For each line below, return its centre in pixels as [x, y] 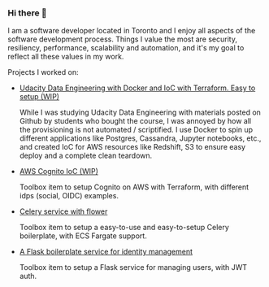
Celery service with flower [63, 211]
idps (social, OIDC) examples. [69, 196]
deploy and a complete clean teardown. [86, 156]
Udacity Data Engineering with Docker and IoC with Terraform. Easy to [137, 88]
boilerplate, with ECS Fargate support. [83, 236]
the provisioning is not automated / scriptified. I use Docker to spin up [136, 130]
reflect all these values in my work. [66, 57]
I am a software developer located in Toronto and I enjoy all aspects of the [132, 31]
